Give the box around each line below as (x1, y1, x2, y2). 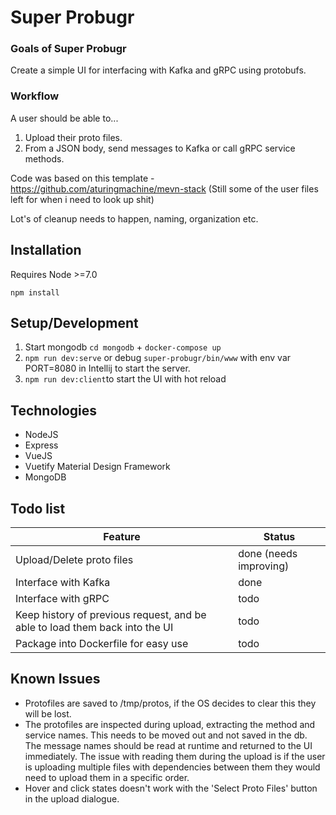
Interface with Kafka (15, 576, 111, 590)
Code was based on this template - (10, 172, 155, 184)
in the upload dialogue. (24, 792, 120, 805)
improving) (238, 559, 290, 573)
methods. (24, 152, 65, 165)
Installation (10, 242, 82, 259)
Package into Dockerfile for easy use (15, 637, 189, 651)
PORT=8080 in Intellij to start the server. (24, 362, 191, 375)
